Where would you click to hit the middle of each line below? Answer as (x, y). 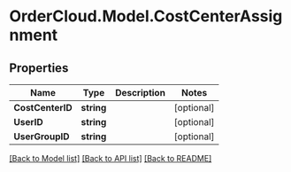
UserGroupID (42, 137)
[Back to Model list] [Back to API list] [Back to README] (111, 158)
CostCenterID (43, 108)
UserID (29, 122)
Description (140, 93)
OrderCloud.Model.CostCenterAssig (146, 16)
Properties (39, 68)
